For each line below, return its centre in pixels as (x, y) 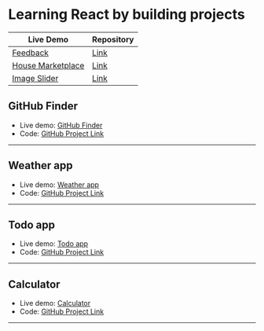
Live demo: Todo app (54, 244)
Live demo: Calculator (55, 303)
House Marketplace (48, 65)
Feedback (31, 53)
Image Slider (35, 78)
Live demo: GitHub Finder (61, 125)
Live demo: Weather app (59, 184)
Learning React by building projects (126, 15)
